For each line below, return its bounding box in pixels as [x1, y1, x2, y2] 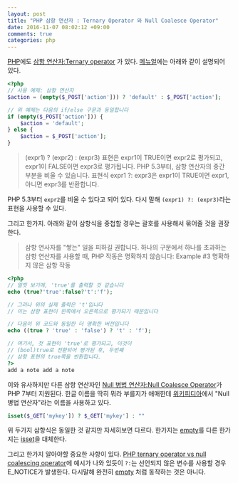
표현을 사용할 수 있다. [7, 204, 66, 212]
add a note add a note [7, 366, 75, 373]
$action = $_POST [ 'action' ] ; [20, 133, 107, 140]
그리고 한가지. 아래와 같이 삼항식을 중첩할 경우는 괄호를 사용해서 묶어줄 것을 [7, 219, 217, 228]
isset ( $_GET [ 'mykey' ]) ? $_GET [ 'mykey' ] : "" [7, 412, 145, 420]
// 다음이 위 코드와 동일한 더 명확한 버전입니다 [7, 321, 130, 328]
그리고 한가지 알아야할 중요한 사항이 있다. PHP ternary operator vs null [7, 450, 207, 459]
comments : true [7, 30, 53, 38]
